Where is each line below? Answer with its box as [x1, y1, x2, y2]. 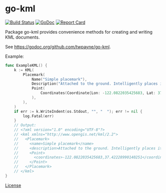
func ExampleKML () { [5, 63, 48, 68]
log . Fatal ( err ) [23, 113, 54, 119]
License [5, 182, 21, 188]
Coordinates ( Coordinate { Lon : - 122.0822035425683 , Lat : [40, 91, 156, 96]
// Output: [14, 123, 37, 128]
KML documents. [5, 34, 40, 40]
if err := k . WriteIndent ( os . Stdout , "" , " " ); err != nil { [14, 109, 143, 114]
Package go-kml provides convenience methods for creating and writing [5, 29, 153, 35]
